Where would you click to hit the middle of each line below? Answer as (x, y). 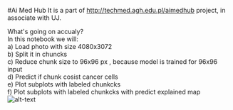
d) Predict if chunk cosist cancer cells (63, 77)
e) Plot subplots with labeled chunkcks (64, 84)
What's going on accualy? (46, 32)
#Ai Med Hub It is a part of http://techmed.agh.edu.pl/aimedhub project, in (116, 10)
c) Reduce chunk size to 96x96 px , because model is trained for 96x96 (113, 62)
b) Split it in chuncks (37, 54)
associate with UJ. (35, 18)
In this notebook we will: (43, 39)
